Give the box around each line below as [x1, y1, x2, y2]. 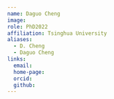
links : [7, 56, 26, 63]
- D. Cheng [13, 43, 45, 49]
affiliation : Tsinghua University [7, 29, 108, 37]
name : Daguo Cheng [7, 10, 60, 17]
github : [13, 82, 36, 89]
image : [7, 17, 26, 24]
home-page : [13, 68, 45, 75]
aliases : [7, 36, 33, 43]
